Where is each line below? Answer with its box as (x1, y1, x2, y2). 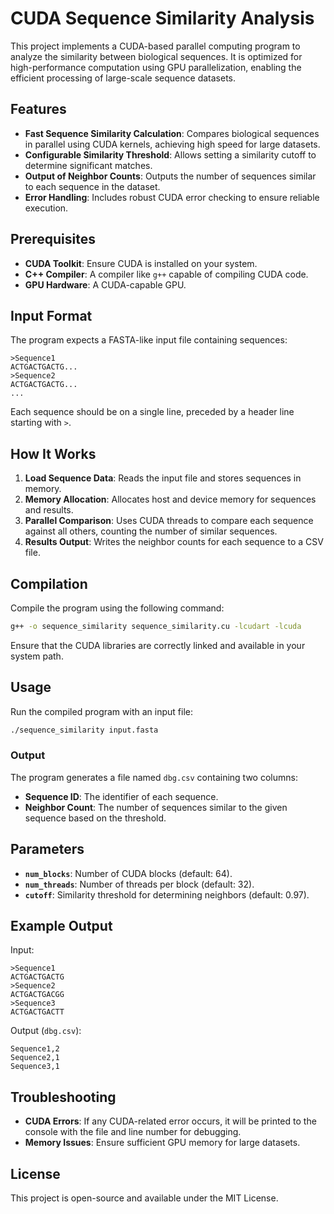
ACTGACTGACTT (10, 1007, 65, 1017)
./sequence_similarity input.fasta (10, 725, 159, 735)
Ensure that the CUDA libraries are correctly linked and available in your (10, 639, 306, 651)
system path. (10, 650, 64, 662)
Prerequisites (10, 231, 96, 248)
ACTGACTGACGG (10, 990, 65, 1000)
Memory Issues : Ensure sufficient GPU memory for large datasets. (24, 1137, 301, 1149)
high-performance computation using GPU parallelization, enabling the (10, 61, 302, 73)
